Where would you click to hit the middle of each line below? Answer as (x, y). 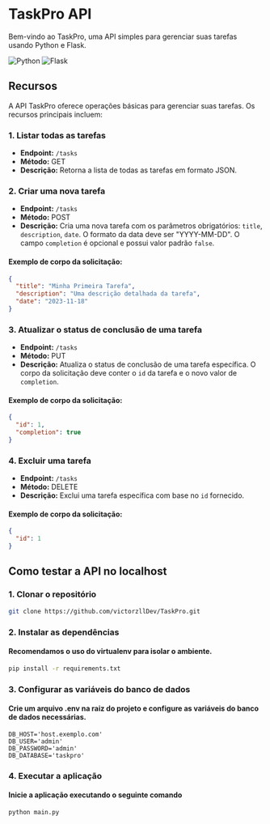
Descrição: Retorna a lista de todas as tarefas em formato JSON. (128, 170)
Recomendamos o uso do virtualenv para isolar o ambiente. (110, 652)
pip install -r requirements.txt (65, 669)
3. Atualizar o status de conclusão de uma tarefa (105, 329)
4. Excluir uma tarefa (50, 461)
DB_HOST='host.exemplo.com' (56, 734)
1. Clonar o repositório (53, 594)
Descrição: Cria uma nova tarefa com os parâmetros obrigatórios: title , (141, 226)
